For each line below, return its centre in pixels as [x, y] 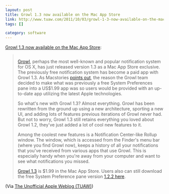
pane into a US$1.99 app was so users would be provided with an [85, 88]
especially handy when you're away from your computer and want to [89, 156]
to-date [25, 94]
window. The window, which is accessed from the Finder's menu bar [89, 140]
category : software [26, 33]
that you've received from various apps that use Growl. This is [82, 151]
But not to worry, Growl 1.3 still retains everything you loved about [86, 119]
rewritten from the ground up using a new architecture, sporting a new [90, 109]
